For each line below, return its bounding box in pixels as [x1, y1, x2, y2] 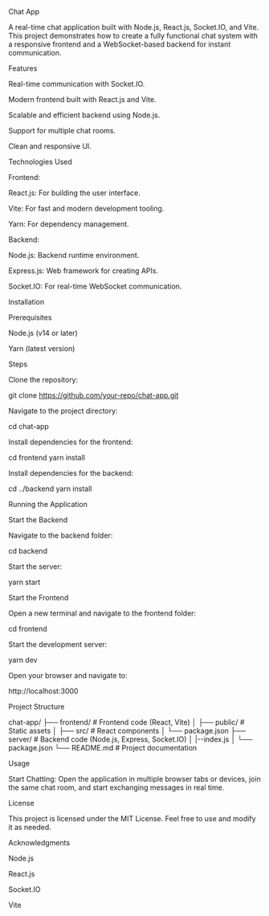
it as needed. [8, 823, 52, 832]
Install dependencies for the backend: [8, 468, 134, 477]
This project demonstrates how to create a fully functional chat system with [8, 31, 259, 40]
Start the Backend [8, 515, 68, 525]
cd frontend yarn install [8, 453, 86, 462]
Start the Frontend [8, 593, 69, 602]
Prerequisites [8, 313, 52, 322]
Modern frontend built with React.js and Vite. [8, 95, 157, 104]
